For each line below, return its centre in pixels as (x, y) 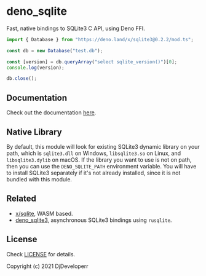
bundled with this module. (39, 179)
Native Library (34, 132)
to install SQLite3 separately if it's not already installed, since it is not (93, 173)
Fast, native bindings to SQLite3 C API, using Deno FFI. (76, 28)
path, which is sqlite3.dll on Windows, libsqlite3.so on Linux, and (94, 153)
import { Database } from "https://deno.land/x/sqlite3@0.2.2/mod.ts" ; (100, 39)
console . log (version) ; (35, 68)
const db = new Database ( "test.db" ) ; (55, 50)
